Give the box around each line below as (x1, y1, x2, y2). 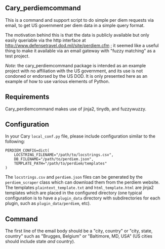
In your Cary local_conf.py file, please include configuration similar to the (5, 133, 156, 139)
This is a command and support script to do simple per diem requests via (5, 17, 154, 23)
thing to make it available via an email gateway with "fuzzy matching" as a (5, 48, 156, 53)
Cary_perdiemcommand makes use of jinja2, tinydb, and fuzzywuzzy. (5, 106, 147, 112)
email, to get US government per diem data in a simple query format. (5, 22, 145, 28)
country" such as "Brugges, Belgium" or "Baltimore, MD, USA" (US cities (5, 233, 153, 239)
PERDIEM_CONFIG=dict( (5, 148, 50, 153)
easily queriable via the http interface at (5, 37, 86, 43)
